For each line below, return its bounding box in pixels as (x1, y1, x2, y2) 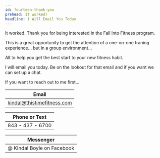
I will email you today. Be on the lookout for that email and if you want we (5, 64, 154, 70)
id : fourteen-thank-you (5, 7, 54, 12)
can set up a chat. (5, 70, 42, 76)
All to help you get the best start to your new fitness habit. (5, 55, 124, 61)
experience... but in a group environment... (5, 45, 92, 51)
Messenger (27, 136, 55, 143)
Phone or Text (12, 114, 47, 121)
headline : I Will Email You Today (5, 16, 77, 21)
